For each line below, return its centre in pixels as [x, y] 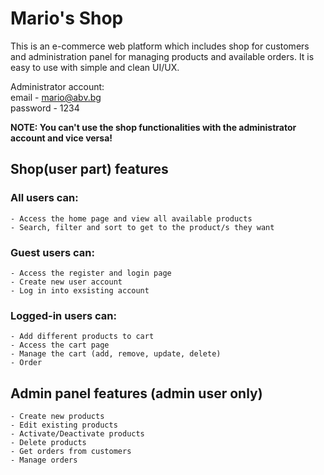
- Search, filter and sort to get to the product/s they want [142, 227]
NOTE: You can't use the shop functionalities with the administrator [153, 127]
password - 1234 [45, 108]
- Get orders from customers [71, 452]
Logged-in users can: [63, 315]
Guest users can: [52, 252]
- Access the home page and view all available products [131, 218]
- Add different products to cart [82, 337]
